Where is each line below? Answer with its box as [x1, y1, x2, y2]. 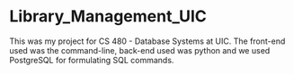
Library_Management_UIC [9, 6, 207, 27]
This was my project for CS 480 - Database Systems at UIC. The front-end [9, 36, 286, 46]
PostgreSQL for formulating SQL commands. [9, 54, 174, 65]
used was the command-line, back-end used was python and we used [9, 45, 271, 55]
